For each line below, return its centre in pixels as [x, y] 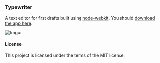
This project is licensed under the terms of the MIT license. [65, 55]
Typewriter [19, 7]
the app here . [19, 23]
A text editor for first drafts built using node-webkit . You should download [80, 18]
